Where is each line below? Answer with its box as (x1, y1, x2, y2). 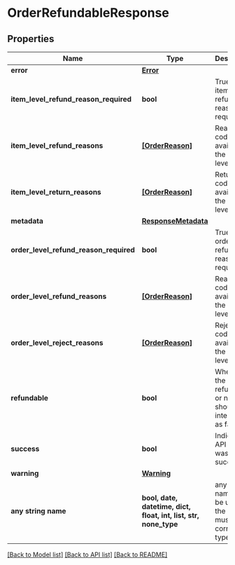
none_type (141, 519, 178, 529)
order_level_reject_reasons (10, 338, 104, 348)
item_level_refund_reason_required (10, 95, 131, 104)
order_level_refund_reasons (10, 292, 107, 301)
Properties (7, 33, 55, 45)
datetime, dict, (141, 502, 191, 511)
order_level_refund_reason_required (10, 245, 135, 254)
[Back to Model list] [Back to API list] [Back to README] (7, 550, 168, 559)
